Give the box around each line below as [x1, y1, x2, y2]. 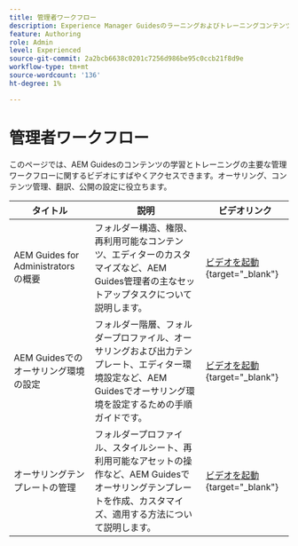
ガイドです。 [94, 411, 148, 423]
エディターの [111, 248, 165, 260]
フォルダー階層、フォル [94, 318, 192, 330]
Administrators [13, 259, 75, 272]
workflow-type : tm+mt [9, 63, 90, 72]
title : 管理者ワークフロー [9, 12, 98, 22]
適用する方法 [112, 508, 166, 520]
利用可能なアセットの [94, 455, 184, 467]
